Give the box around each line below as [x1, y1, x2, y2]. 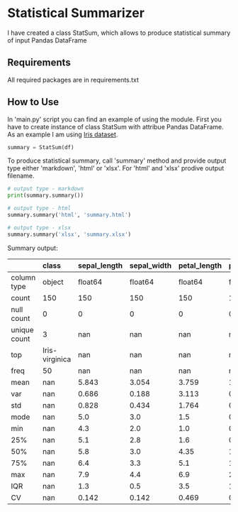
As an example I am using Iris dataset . [7, 130, 118, 138]
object [42, 277, 64, 287]
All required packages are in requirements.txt [7, 75, 140, 84]
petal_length [178, 261, 222, 271]
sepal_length [77, 261, 123, 271]
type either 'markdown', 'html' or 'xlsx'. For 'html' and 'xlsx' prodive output [7, 164, 225, 173]
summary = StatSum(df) [7, 143, 74, 151]
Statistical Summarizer [7, 5, 145, 21]
